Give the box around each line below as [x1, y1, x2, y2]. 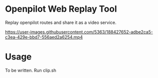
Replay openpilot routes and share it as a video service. [5, 19, 117, 25]
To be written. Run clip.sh [5, 67, 57, 73]
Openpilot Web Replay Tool [5, 3, 117, 15]
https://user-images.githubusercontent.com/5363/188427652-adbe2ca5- [5, 29, 153, 35]
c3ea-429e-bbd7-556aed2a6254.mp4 [5, 34, 83, 40]
